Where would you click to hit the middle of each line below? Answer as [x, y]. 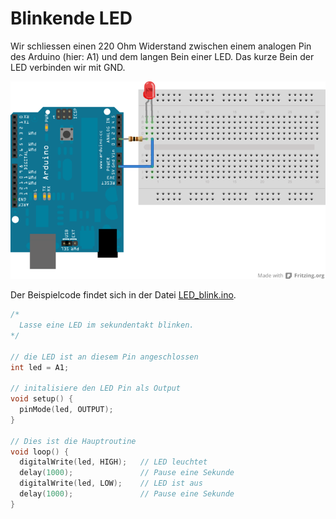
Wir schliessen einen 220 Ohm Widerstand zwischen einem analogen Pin [161, 46]
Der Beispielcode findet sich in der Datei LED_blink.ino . [123, 295]
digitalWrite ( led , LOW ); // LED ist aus [111, 483]
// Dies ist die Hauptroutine [73, 441]
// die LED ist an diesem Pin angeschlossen [104, 357]
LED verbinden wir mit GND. [68, 67]
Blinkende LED [71, 18]
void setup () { [42, 399]
